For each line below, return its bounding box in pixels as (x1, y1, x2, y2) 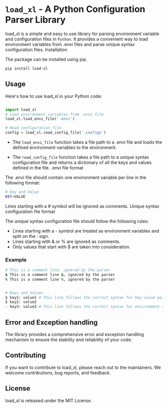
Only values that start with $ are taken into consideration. (12, 243, 131, 249)
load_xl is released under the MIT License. (5, 397, 92, 403)
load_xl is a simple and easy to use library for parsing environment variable (5, 30, 159, 36)
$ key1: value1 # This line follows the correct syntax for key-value (5, 295, 155, 300)
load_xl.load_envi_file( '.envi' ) (5, 116, 75, 121)
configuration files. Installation (5, 46, 67, 52)
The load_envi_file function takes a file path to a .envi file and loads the (12, 139, 162, 145)
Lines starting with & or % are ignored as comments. (12, 238, 121, 244)
